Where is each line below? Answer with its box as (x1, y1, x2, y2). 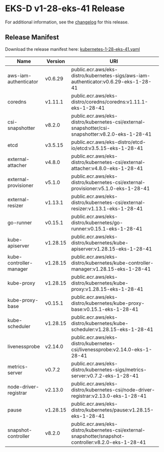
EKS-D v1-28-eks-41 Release (5, 3, 125, 14)
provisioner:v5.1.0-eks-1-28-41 (71, 185, 150, 192)
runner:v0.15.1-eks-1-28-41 (71, 225, 143, 232)
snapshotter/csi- (71, 124, 110, 131)
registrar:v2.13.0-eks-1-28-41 (71, 392, 147, 399)
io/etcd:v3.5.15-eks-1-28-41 (71, 144, 143, 151)
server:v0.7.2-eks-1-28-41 (71, 372, 139, 379)
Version (46, 58, 65, 64)
